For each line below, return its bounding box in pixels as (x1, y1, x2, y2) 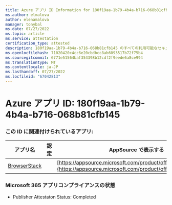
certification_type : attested (5, 41, 70, 46)
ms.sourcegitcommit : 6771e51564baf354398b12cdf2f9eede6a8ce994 (5, 55, 143, 60)
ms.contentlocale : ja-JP (5, 64, 58, 70)
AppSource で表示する (109, 146, 164, 153)
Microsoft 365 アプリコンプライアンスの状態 (5, 182, 116, 189)
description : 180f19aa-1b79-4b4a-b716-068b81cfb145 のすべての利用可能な (5, 45, 158, 51)
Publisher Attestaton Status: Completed (12, 194, 96, 200)
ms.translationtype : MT (5, 60, 56, 65)
